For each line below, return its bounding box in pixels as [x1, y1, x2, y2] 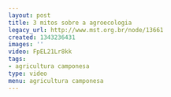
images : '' [8, 41, 44, 48]
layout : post [8, 11, 51, 20]
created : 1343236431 [8, 33, 76, 41]
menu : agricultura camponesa [8, 77, 104, 84]
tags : [8, 56, 26, 63]
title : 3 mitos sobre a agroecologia [8, 19, 132, 27]
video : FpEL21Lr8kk [8, 48, 72, 56]
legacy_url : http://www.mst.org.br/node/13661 [8, 26, 164, 34]
